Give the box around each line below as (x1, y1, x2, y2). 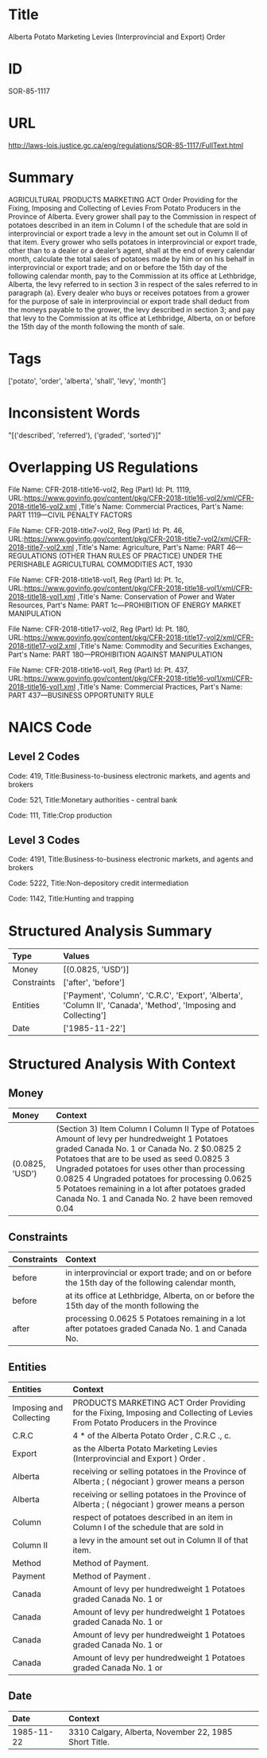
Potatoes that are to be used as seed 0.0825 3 (55, 1153, 230, 1164)
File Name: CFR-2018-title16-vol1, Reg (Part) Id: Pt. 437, (8, 665, 189, 674)
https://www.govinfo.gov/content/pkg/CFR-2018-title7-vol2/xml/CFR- (23, 534, 252, 543)
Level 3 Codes (8, 833, 80, 846)
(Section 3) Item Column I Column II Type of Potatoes (55, 1124, 255, 1135)
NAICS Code (8, 718, 92, 736)
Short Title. (68, 1736, 110, 1747)
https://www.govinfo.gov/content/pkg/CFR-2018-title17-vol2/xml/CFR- (23, 632, 254, 642)
